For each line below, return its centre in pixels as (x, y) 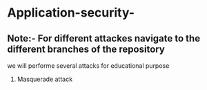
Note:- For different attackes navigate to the (104, 38)
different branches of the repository (86, 49)
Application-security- (71, 13)
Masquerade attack (45, 79)
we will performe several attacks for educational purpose (88, 66)
